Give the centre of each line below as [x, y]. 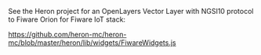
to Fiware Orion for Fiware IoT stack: [67, 19]
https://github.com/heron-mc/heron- [67, 34]
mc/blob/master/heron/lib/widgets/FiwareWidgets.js [92, 43]
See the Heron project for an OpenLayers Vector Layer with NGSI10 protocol [131, 11]
